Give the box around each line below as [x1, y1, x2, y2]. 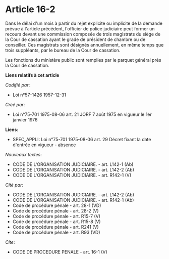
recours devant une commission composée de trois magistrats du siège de [5, 31, 160, 37]
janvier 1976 [12, 116, 38, 122]
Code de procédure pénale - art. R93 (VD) [12, 229, 100, 235]
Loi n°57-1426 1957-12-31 [12, 92, 67, 98]
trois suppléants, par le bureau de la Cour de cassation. [5, 47, 121, 53]
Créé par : [5, 101, 25, 107]
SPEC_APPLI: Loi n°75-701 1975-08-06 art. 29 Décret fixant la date [12, 136, 151, 142]
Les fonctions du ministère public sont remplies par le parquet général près [5, 57, 161, 63]
